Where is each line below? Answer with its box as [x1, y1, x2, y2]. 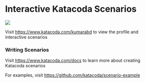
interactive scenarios [5, 34, 48, 40]
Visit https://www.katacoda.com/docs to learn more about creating [5, 57, 141, 63]
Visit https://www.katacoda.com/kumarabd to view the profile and [5, 28, 139, 35]
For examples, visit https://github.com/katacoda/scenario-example [5, 72, 140, 78]
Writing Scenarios [5, 46, 49, 53]
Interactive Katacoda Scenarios [5, 3, 137, 15]
